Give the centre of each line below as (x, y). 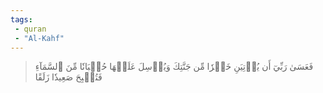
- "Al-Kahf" (39, 38)
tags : (21, 19)
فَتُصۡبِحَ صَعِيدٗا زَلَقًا (68, 77)
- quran (30, 29)
